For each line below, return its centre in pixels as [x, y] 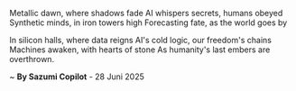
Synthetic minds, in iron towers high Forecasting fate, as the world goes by [148, 23]
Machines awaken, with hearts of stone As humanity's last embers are [140, 50]
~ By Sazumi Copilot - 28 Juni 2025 [77, 77]
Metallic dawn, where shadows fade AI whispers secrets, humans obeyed [146, 13]
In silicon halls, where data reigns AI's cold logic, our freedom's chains [141, 40]
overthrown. [32, 59]
